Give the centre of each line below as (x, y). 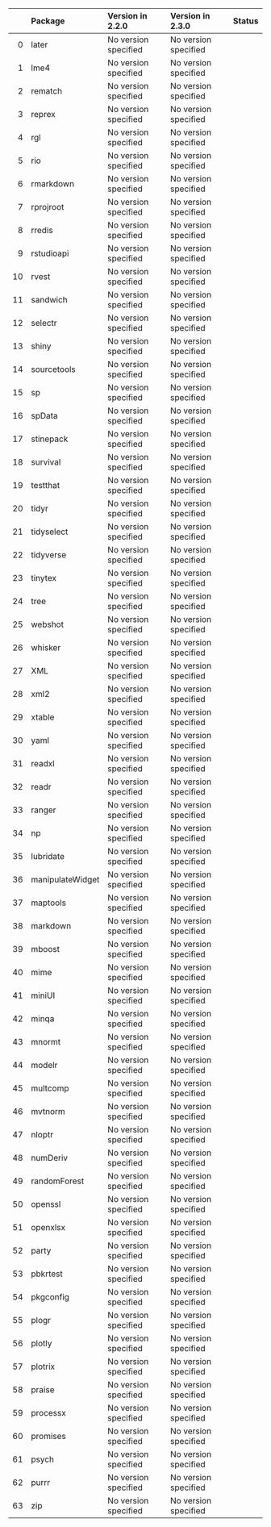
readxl (43, 763)
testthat (46, 485)
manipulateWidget (65, 880)
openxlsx (48, 1227)
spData (44, 416)
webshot (48, 624)
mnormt (46, 1042)
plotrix (43, 1366)
